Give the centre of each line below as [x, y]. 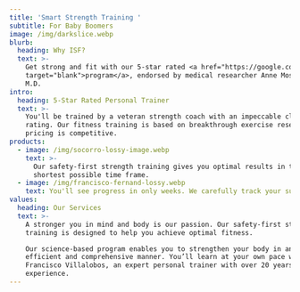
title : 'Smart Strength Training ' [75, 17]
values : [24, 200]
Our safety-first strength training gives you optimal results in [159, 166]
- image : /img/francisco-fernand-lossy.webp [101, 183]
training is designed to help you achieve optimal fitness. [139, 232]
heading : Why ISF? [52, 51]
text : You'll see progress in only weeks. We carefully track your [153, 191]
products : [28, 142]
